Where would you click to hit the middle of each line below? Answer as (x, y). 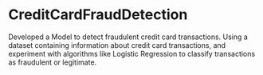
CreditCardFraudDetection (98, 15)
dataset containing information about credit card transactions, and (117, 45)
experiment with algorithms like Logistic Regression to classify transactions (132, 53)
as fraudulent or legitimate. (53, 62)
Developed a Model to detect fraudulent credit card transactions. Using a (128, 37)
